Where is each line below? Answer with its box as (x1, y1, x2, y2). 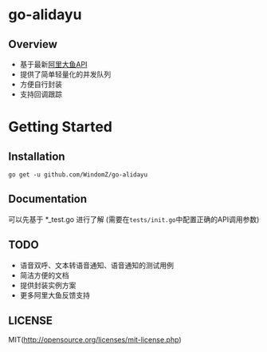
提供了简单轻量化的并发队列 (19, 69, 112, 79)
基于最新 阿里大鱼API (19, 60, 88, 69)
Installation (8, 149, 65, 163)
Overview (8, 38, 58, 51)
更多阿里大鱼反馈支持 (19, 290, 90, 300)
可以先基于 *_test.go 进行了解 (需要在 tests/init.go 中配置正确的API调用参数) (8, 214, 260, 224)
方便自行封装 (19, 80, 62, 89)
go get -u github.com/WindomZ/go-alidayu (8, 171, 148, 179)
